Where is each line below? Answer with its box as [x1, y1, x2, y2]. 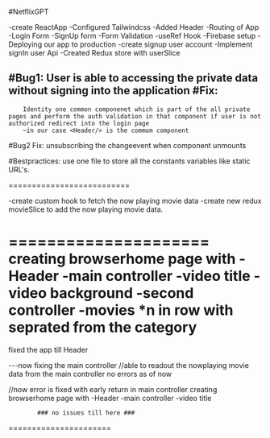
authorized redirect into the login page [8, 119, 150, 127]
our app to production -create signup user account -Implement [44, 39, 253, 49]
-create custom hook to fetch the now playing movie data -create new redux [8, 196, 262, 205]
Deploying [8, 39, 43, 49]
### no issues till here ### [37, 408, 135, 417]
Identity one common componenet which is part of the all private [23, 105, 251, 114]
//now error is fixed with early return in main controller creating [8, 384, 218, 394]
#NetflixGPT [8, 7, 49, 16]
